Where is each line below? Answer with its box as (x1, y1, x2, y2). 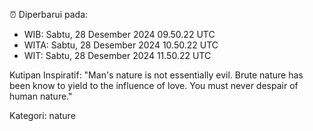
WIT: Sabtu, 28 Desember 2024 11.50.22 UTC (23, 50, 212, 61)
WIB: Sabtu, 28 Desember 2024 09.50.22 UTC (23, 29, 216, 40)
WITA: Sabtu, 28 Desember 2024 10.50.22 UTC (23, 39, 219, 51)
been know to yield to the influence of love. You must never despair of (9, 80, 299, 91)
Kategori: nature (9, 110, 76, 121)
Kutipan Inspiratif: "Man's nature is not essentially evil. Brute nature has (9, 69, 304, 81)
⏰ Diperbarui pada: (9, 9, 89, 20)
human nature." (9, 90, 73, 102)
